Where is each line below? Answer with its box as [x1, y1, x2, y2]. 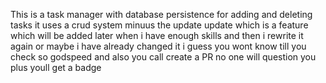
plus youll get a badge [10, 62, 102, 73]
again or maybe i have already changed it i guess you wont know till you [10, 40, 307, 52]
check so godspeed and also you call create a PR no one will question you [10, 51, 317, 63]
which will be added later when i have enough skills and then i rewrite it [10, 30, 304, 41]
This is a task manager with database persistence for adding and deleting [10, 9, 313, 20]
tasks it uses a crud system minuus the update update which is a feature [10, 19, 309, 31]
